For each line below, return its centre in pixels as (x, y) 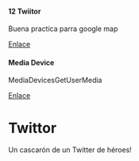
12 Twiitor (25, 11)
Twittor (33, 128)
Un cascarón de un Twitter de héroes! (70, 150)
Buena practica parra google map (63, 29)
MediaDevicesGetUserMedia (55, 80)
